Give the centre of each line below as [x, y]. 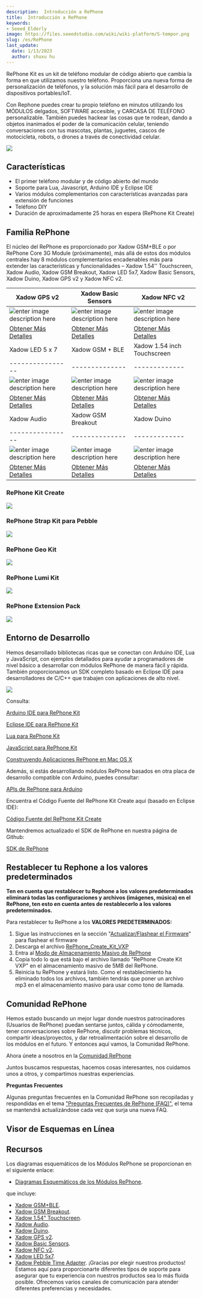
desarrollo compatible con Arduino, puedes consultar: [73, 777]
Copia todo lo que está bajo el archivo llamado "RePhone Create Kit [98, 959]
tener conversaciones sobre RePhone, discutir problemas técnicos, [89, 1031]
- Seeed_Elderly [26, 29]
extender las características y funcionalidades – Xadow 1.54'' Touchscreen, [99, 266]
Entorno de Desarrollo [48, 638]
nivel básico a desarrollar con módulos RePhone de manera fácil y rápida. [97, 665]
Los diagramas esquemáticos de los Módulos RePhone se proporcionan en [99, 1164]
